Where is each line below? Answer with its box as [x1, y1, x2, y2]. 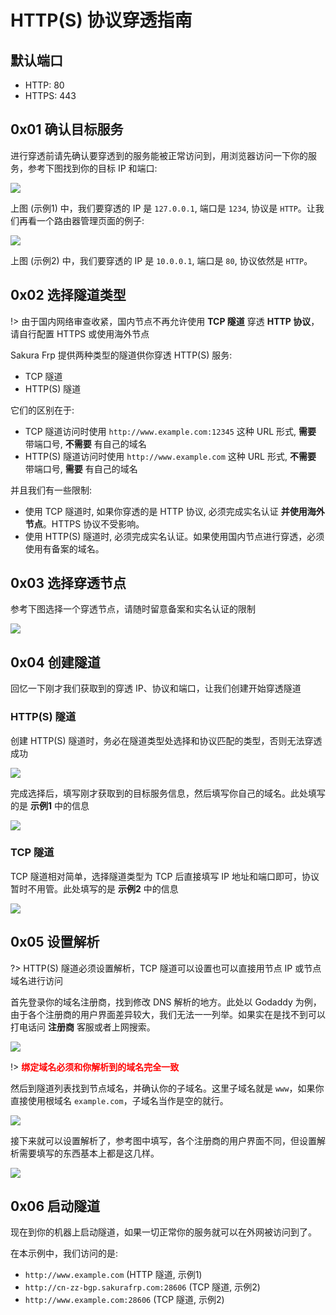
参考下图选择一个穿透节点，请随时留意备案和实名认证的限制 [10, 603, 256, 615]
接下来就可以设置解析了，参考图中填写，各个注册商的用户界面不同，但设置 [10, 1134, 317, 1146]
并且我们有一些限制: [10, 484, 93, 496]
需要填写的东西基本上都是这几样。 [18, 1147, 160, 1159]
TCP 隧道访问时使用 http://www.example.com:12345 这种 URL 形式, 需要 [24, 425, 317, 437]
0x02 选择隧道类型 [10, 287, 127, 304]
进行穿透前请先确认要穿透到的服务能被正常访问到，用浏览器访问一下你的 [10, 149, 308, 161]
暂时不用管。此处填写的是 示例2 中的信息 [10, 882, 179, 895]
